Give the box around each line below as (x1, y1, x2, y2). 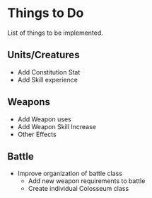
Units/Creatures (7, 49, 80, 61)
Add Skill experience (17, 75, 78, 84)
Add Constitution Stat (17, 67, 81, 76)
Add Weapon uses (17, 115, 72, 123)
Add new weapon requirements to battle (28, 177, 146, 185)
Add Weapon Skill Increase (17, 122, 97, 131)
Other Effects (17, 130, 57, 138)
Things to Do (7, 5, 84, 21)
